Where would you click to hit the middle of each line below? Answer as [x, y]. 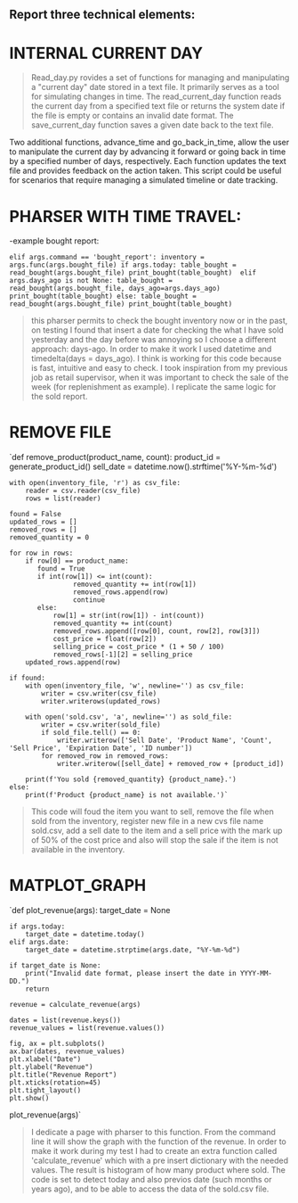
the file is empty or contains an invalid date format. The [132, 116]
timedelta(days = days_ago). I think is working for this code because [156, 358]
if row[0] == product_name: [77, 561]
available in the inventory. [78, 850]
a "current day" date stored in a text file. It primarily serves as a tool [155, 87]
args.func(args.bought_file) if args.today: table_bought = [123, 265]
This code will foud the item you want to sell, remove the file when [152, 812]
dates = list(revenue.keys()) [65, 1020]
